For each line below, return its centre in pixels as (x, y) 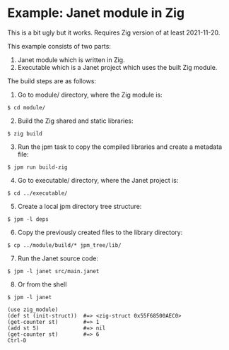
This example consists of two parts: (59, 46)
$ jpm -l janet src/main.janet (53, 271)
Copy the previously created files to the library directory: (100, 232)
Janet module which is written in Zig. (71, 60)
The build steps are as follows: (52, 81)
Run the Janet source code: (58, 258)
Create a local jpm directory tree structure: (80, 206)
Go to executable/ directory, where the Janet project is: (98, 180)
